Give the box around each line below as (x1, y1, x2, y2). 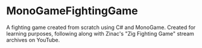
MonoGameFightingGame (6, 4, 138, 18)
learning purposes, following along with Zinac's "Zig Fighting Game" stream (6, 30, 195, 37)
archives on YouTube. (6, 36, 60, 43)
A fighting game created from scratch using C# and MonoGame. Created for (6, 24, 196, 31)
